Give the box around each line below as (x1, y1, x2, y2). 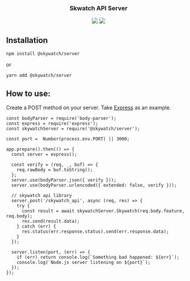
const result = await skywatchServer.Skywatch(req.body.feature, (21, 208, 185, 214)
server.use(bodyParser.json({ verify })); (11, 177, 117, 183)
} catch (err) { (16, 223, 57, 229)
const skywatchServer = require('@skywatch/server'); (6, 125, 141, 132)
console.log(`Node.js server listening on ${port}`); (16, 259, 151, 265)
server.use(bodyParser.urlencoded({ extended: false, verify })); (11, 182, 177, 188)
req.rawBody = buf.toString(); (16, 166, 93, 173)
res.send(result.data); (21, 218, 80, 224)
